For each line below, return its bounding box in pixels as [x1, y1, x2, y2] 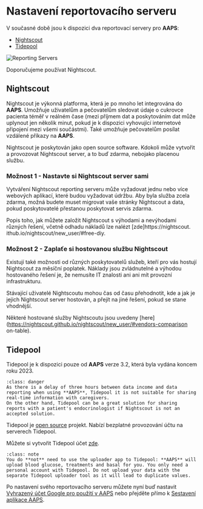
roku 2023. [6, 367, 34, 374]
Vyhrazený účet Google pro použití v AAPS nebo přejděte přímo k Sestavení [6, 490, 196, 497]
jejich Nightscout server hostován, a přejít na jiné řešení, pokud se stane [6, 296, 187, 303]
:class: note [6, 451, 39, 457]
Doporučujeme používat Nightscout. [6, 66, 97, 73]
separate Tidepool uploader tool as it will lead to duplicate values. [6, 473, 191, 479]
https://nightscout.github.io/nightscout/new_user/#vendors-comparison [8, 320, 188, 328]
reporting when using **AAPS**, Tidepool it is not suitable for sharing [6, 389, 197, 396]
